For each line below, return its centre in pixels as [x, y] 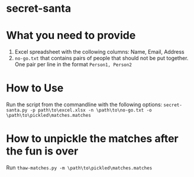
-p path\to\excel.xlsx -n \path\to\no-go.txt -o [91, 110]
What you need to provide [71, 36]
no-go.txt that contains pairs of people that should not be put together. [101, 58]
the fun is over [42, 151]
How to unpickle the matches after [92, 139]
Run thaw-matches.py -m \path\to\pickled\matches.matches [79, 168]
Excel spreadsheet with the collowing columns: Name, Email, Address [99, 52]
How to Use [35, 88]
